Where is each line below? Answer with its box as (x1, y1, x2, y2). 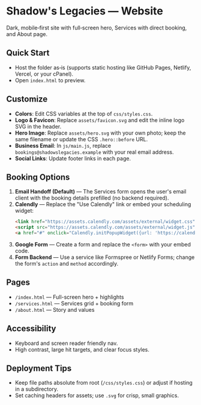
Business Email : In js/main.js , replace (14, 142, 112, 149)
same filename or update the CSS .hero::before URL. (14, 135, 148, 142)
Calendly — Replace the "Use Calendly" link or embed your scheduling (14, 201, 191, 208)
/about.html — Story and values (14, 306, 95, 313)
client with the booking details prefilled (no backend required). (14, 194, 169, 202)
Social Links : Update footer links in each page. (14, 154, 131, 162)
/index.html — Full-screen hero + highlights (14, 293, 124, 300)
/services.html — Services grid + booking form (14, 299, 134, 307)
